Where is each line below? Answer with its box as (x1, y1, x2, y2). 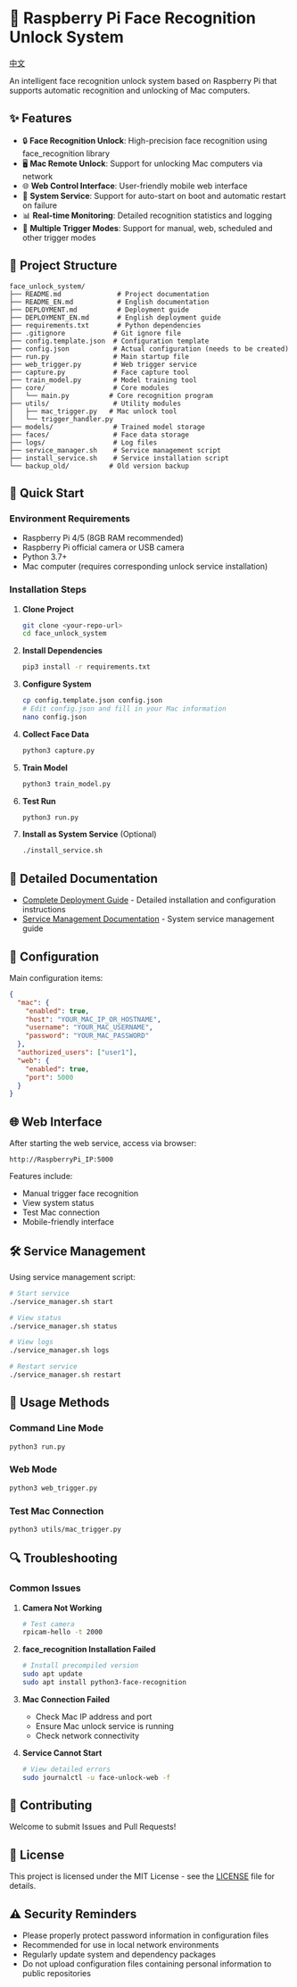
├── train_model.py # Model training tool (9, 375, 198, 385)
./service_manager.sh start (9, 1297, 114, 1306)
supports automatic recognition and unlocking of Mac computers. (9, 85, 251, 96)
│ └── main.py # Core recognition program (9, 391, 214, 400)
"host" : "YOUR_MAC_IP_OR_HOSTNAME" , (25, 1015, 162, 1024)
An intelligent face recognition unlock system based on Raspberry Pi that (9, 75, 277, 86)
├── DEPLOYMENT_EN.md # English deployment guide (9, 312, 221, 322)
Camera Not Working (21, 1602, 103, 1613)
